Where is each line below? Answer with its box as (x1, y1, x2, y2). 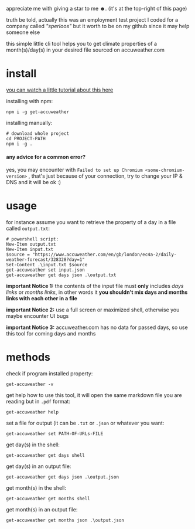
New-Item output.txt (6, 242, 57, 247)
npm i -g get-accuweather (6, 108, 69, 115)
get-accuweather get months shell (6, 496, 91, 502)
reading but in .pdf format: (6, 398, 70, 405)
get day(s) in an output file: (6, 463, 71, 470)
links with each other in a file (6, 295, 78, 302)
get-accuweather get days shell (6, 453, 85, 459)
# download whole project (6, 130, 69, 137)
